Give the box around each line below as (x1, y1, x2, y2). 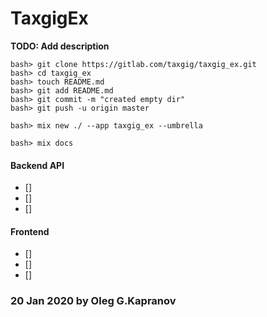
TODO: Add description (10, 40, 110, 52)
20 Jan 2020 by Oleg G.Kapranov (10, 294, 177, 308)
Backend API (10, 159, 65, 171)
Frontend (10, 225, 50, 237)
